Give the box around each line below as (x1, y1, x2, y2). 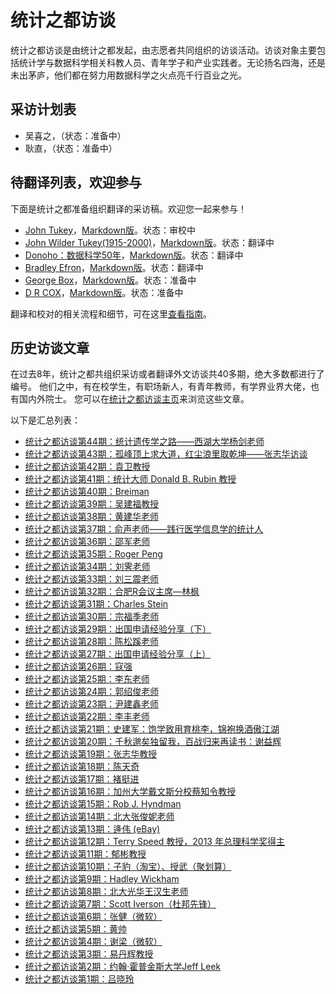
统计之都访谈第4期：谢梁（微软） (24, 936, 163, 948)
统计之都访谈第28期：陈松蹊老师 (24, 636, 159, 648)
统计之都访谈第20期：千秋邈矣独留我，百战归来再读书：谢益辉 (24, 736, 282, 748)
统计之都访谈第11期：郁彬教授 (24, 848, 147, 860)
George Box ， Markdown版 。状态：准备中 (24, 274, 197, 286)
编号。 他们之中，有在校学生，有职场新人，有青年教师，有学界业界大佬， (10, 381, 311, 393)
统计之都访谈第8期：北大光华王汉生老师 (24, 886, 189, 898)
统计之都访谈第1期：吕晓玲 (24, 973, 135, 985)
